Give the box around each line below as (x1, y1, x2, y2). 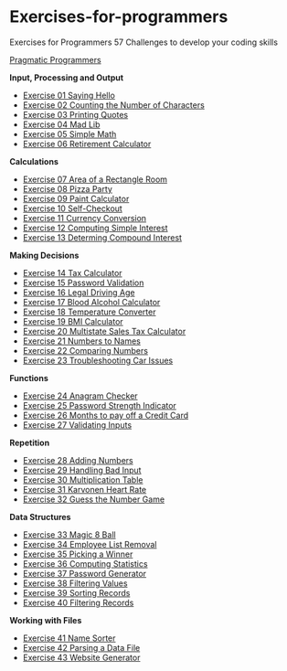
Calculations (9, 155, 59, 166)
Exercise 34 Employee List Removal (22, 538, 157, 549)
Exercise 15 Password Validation (22, 277, 144, 288)
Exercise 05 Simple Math (22, 128, 117, 139)
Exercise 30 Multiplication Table (22, 474, 143, 485)
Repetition (9, 437, 50, 448)
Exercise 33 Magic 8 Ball (22, 528, 116, 540)
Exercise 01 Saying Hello (22, 90, 116, 101)
